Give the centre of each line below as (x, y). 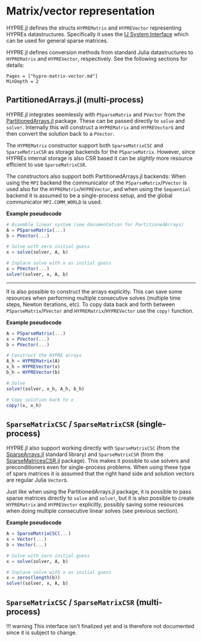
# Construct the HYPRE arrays (44, 356)
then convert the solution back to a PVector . (60, 133)
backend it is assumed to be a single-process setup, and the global (90, 195)
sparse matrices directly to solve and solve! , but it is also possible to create (100, 498)
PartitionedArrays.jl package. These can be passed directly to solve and (96, 121)
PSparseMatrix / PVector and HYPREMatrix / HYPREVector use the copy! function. (100, 310)
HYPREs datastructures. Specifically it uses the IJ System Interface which (98, 34)
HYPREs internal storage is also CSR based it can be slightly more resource (99, 158)
